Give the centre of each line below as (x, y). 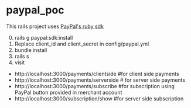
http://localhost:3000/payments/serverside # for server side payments (100, 80)
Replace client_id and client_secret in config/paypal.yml (82, 44)
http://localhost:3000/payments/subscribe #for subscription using (94, 86)
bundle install (31, 50)
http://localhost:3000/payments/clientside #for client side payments (97, 74)
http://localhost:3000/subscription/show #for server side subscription (99, 98)
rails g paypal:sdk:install (44, 37)
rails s (22, 56)
